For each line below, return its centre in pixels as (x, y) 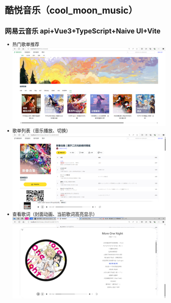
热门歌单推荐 (26, 44)
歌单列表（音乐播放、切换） (41, 131)
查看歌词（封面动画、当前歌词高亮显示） (55, 214)
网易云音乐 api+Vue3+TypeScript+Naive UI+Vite (83, 31)
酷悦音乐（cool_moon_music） (71, 10)
